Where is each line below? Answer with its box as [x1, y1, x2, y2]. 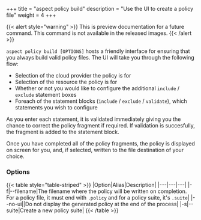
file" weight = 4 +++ [6, 11, 56, 19]
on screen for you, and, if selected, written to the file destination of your [6, 147, 184, 153]
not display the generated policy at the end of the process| [33, 201, 179, 208]
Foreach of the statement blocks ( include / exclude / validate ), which [14, 97, 187, 105]
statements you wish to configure [14, 104, 98, 111]
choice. [6, 153, 25, 160]
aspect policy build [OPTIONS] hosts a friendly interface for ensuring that [6, 47, 190, 55]
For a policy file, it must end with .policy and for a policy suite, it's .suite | [6, 194, 190, 201]
